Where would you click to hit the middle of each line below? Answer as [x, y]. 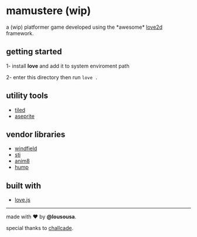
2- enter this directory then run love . [52, 77]
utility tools [27, 96]
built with [24, 186]
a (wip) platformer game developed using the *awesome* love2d [84, 27]
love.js [22, 200]
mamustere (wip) [48, 11]
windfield [26, 148]
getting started [34, 52]
